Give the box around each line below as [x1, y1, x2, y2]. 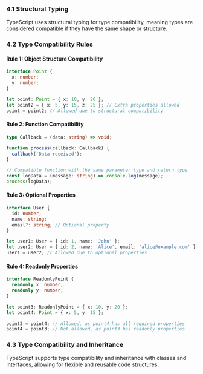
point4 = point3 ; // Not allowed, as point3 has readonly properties [6, 326, 185, 332]
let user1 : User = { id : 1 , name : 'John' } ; [6, 238, 120, 244]
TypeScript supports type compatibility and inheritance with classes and [6, 354, 187, 361]
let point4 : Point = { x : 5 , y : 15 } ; [6, 309, 104, 316]
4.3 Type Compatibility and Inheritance [6, 341, 124, 349]
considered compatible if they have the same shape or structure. [6, 25, 167, 32]
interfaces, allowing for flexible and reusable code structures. [6, 361, 159, 368]
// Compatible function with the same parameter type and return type [6, 167, 188, 174]
